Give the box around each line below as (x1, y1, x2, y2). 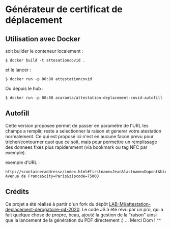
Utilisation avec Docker (5, 35, 80, 43)
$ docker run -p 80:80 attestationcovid (5, 77, 93, 82)
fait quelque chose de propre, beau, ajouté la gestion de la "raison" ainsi (5, 212, 157, 218)
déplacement (5, 14, 63, 26)
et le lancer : (5, 67, 32, 73)
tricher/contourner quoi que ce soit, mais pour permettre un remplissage (5, 139, 157, 145)
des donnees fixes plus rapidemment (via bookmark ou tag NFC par (5, 144, 148, 150)
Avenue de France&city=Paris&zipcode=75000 (5, 174, 99, 179)
